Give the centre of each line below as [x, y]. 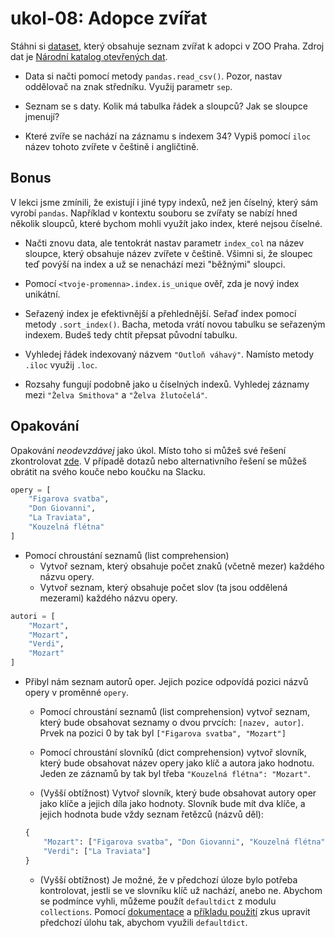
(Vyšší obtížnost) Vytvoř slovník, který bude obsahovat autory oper [178, 793]
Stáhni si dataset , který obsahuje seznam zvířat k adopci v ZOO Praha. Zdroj [167, 46]
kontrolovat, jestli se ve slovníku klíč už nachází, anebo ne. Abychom [181, 890]
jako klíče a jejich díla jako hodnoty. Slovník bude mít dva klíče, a [172, 804]
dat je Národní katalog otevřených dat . [89, 56]
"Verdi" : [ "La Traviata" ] [97, 851]
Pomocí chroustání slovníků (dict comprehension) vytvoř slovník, [173, 753]
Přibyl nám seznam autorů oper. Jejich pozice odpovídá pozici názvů [166, 682]
